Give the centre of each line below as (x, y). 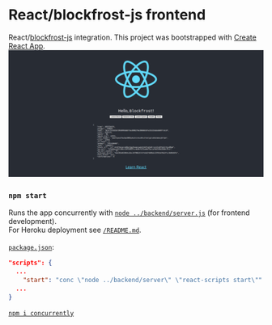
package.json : (31, 247)
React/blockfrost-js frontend (107, 15)
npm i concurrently (41, 313)
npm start (28, 195)
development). (32, 222)
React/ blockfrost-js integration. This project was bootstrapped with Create (132, 37)
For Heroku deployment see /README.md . (75, 230)
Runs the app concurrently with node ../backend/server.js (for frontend (129, 213)
